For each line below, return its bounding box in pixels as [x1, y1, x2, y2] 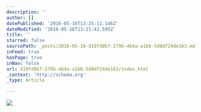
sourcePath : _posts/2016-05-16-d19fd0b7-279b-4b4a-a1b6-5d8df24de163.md [6, 43, 196, 50]
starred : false [6, 37, 45, 43]
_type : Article [6, 77, 45, 83]
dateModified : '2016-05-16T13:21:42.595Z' [6, 26, 116, 32]
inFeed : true [6, 49, 40, 55]
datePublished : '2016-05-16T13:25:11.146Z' [6, 20, 119, 26]
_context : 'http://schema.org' [6, 72, 86, 78]
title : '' [6, 32, 32, 38]
